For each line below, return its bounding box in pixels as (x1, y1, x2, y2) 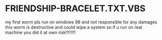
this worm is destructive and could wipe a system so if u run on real (5, 24, 142, 30)
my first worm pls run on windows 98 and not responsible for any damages (5, 19, 158, 25)
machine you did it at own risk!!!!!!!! (5, 29, 76, 35)
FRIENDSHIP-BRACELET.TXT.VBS (5, 3, 146, 14)
